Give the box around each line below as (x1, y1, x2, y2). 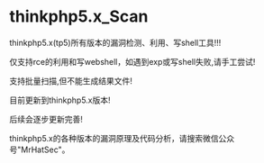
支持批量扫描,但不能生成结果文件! (9, 75, 133, 86)
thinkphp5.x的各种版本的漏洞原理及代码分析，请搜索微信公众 (9, 132, 235, 143)
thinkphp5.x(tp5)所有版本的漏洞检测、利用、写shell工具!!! (9, 37, 222, 48)
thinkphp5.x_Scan (9, 6, 149, 27)
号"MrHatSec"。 (9, 144, 70, 155)
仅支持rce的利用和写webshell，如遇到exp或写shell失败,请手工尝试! (9, 56, 256, 67)
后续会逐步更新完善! (9, 113, 84, 124)
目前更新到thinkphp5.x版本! (9, 95, 111, 105)
